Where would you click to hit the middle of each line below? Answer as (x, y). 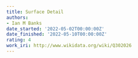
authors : (17, 18)
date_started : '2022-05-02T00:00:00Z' (55, 29)
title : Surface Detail (35, 12)
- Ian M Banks (24, 23)
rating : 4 (19, 40)
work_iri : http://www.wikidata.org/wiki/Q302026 (69, 46)
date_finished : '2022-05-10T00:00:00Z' (57, 34)
